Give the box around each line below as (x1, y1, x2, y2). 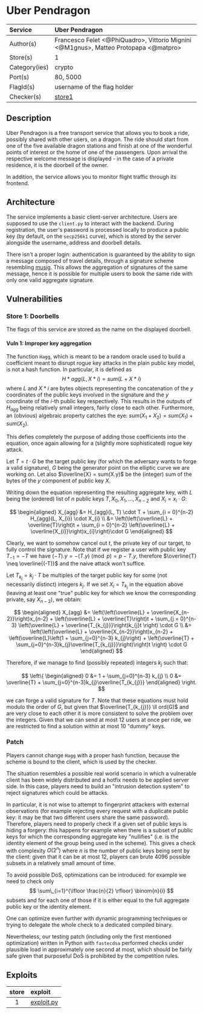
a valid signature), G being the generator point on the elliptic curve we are (6, 464, 190, 471)
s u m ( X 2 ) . (6, 420, 29, 429)
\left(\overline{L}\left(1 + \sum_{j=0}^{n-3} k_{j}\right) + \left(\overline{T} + (8, 634, 195, 642)
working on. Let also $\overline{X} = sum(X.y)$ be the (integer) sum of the (6, 470, 192, 478)
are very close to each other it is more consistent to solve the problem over (6, 709, 193, 717)
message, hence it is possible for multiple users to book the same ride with (6, 270, 193, 277)
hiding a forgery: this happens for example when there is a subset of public (6, 826, 193, 834)
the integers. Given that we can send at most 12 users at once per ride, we (6, 716, 192, 723)
